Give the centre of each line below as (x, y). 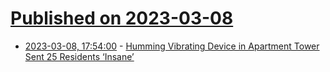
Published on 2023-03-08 (122, 18)
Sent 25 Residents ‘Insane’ (79, 56)
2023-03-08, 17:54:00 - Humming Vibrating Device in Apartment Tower (172, 46)
